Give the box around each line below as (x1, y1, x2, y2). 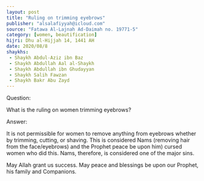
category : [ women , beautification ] (6, 32, 97, 38)
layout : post (6, 9, 40, 15)
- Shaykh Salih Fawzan (9, 72, 67, 78)
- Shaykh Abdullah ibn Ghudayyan (9, 66, 95, 72)
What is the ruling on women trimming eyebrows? (6, 106, 132, 114)
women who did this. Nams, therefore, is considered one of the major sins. (6, 150, 195, 157)
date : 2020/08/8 (6, 44, 48, 50)
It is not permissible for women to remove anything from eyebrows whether (6, 130, 197, 137)
